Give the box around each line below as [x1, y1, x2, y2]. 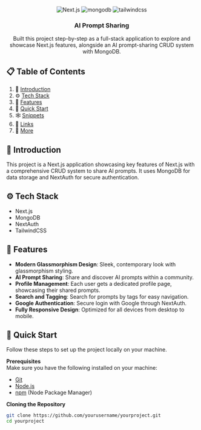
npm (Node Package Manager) [15, 389, 93, 397]
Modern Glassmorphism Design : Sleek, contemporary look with [15, 260, 176, 268]
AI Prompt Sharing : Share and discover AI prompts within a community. [15, 273, 194, 281]
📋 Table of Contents [6, 66, 86, 77]
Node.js [15, 383, 35, 390]
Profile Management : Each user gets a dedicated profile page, [15, 280, 172, 287]
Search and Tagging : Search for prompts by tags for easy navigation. [15, 293, 189, 300]
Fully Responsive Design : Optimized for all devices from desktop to [15, 306, 185, 313]
